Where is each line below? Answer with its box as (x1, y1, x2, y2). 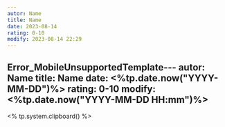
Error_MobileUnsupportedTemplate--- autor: (7, 61, 206, 73)
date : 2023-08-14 (7, 23, 57, 30)
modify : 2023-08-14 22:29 (7, 36, 82, 43)
